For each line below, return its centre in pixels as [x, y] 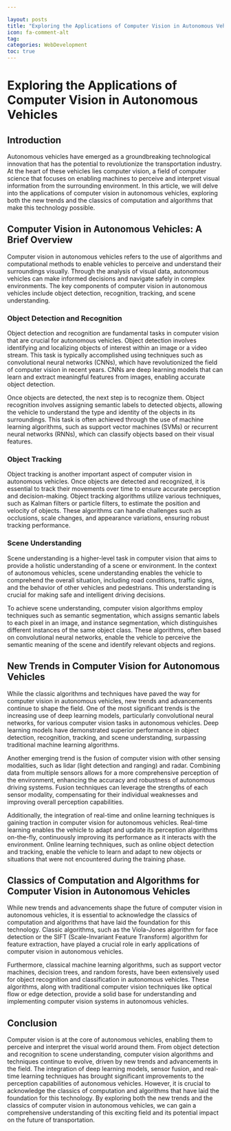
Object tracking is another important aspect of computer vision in [100, 474]
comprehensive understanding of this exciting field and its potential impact [113, 1113]
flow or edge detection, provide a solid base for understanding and [102, 994]
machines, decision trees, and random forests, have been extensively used [113, 972]
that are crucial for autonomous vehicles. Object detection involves [102, 340]
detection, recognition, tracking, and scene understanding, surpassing [107, 737]
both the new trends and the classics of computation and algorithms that [110, 200]
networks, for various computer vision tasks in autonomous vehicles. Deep [113, 723]
